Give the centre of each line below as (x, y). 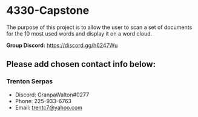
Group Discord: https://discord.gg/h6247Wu (62, 45)
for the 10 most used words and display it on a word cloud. (79, 33)
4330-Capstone (48, 11)
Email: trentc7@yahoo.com (49, 107)
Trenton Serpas (30, 81)
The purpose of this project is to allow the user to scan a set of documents (99, 27)
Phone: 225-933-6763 (43, 101)
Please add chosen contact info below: (81, 64)
